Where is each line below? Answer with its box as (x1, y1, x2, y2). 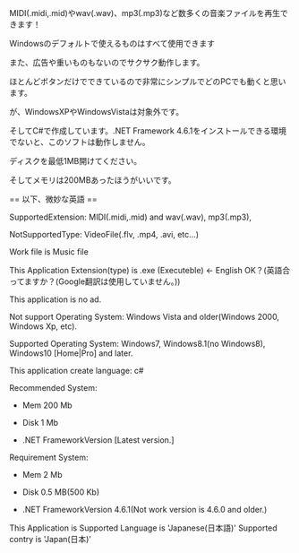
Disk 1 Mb (21, 418, 59, 428)
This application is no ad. (9, 294, 102, 305)
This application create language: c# (9, 366, 144, 376)
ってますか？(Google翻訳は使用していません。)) (9, 276, 181, 287)
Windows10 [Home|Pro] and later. (9, 348, 133, 359)
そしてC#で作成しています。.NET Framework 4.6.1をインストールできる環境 (9, 125, 287, 136)
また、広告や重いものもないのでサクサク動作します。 (9, 57, 205, 67)
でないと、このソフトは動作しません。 (9, 137, 150, 147)
